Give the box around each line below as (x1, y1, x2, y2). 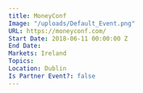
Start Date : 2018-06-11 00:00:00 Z (8, 34, 128, 43)
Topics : (8, 57, 35, 66)
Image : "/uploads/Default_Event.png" (8, 19, 136, 27)
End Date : (8, 42, 42, 50)
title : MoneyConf (8, 11, 67, 20)
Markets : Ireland (8, 49, 67, 57)
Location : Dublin (8, 65, 67, 73)
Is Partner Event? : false (8, 72, 95, 80)
